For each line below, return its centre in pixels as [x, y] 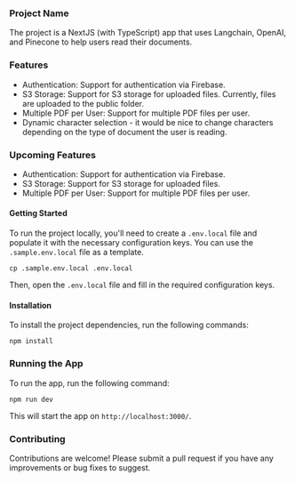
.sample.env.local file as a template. [77, 253]
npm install [31, 341]
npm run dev [31, 399]
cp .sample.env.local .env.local [71, 269]
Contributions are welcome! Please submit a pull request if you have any [141, 458]
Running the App [46, 364]
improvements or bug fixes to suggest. [80, 467]
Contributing [37, 438]
